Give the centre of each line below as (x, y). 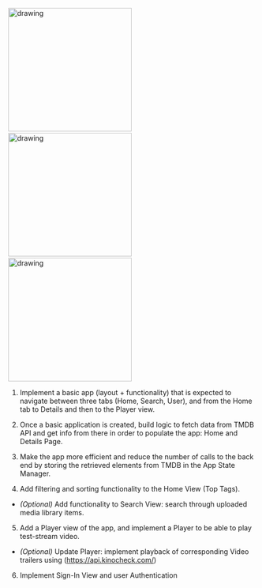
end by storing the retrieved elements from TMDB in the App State (127, 465)
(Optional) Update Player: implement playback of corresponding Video (134, 552)
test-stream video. (50, 536)
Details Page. (41, 441)
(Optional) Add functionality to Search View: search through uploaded (133, 504)
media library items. (52, 513)
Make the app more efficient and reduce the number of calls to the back (137, 457)
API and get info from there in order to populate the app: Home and (129, 433)
